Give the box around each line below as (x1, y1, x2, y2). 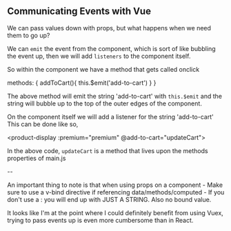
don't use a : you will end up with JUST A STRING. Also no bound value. (7, 195, 212, 203)
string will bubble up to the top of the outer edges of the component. (7, 99, 202, 108)
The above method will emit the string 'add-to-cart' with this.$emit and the (7, 92, 223, 100)
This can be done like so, (7, 120, 79, 128)
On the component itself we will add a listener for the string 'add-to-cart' (7, 112, 214, 121)
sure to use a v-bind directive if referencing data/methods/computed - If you (7, 188, 225, 196)
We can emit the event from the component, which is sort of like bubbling (7, 44, 216, 52)
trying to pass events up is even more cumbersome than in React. (7, 216, 194, 224)
